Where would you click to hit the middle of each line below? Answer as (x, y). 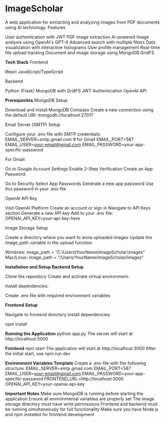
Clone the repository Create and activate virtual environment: (67, 276)
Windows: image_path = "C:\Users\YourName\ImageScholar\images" (75, 252)
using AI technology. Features (35, 27)
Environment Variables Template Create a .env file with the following (76, 363)
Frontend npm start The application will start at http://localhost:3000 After (81, 348)
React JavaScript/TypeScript (34, 71)
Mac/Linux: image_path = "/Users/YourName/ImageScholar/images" (74, 257)
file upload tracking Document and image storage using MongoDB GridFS (80, 53)
